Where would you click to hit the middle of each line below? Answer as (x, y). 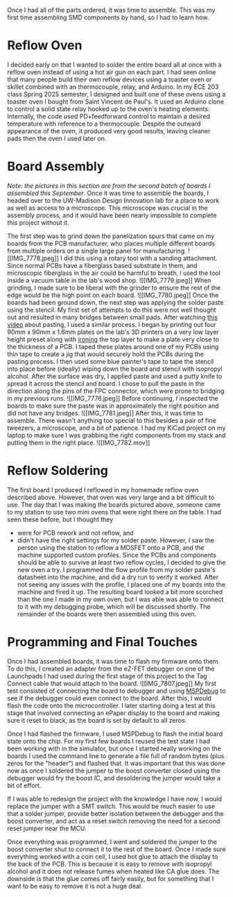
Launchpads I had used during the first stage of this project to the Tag (107, 676)
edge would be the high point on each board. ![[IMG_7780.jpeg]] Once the (113, 295)
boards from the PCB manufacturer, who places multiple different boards (111, 243)
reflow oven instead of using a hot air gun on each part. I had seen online (112, 72)
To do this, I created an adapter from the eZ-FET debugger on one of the (111, 669)
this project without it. (38, 222)
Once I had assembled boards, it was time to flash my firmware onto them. (114, 661)
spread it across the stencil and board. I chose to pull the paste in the (106, 383)
